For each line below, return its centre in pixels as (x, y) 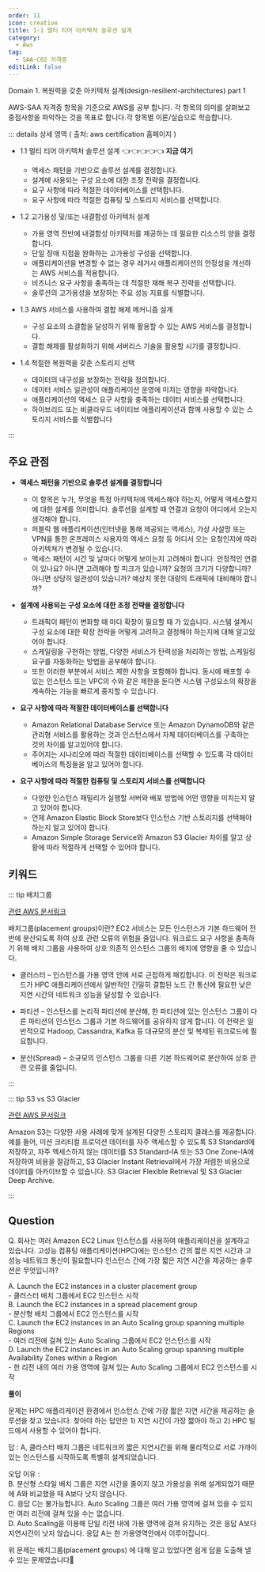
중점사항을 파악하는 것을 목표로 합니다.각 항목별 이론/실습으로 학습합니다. (120, 117)
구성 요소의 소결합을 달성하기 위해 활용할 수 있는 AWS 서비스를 (128, 326)
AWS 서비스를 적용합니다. (79, 273)
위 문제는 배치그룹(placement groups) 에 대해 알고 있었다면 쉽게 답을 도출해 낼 (130, 1550)
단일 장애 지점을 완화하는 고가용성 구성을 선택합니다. (112, 253)
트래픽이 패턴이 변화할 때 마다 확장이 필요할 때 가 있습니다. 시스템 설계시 (142, 622)
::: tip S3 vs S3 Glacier (44, 1099)
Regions (21, 1331)
